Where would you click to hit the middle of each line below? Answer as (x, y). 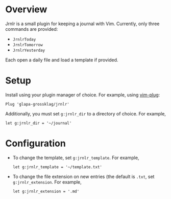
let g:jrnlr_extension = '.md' (46, 191)
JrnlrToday (24, 39)
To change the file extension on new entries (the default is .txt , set (83, 176)
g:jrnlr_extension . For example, (47, 182)
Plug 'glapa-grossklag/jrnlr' (38, 104)
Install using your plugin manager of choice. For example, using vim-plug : (83, 95)
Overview (26, 9)
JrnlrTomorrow (28, 45)
